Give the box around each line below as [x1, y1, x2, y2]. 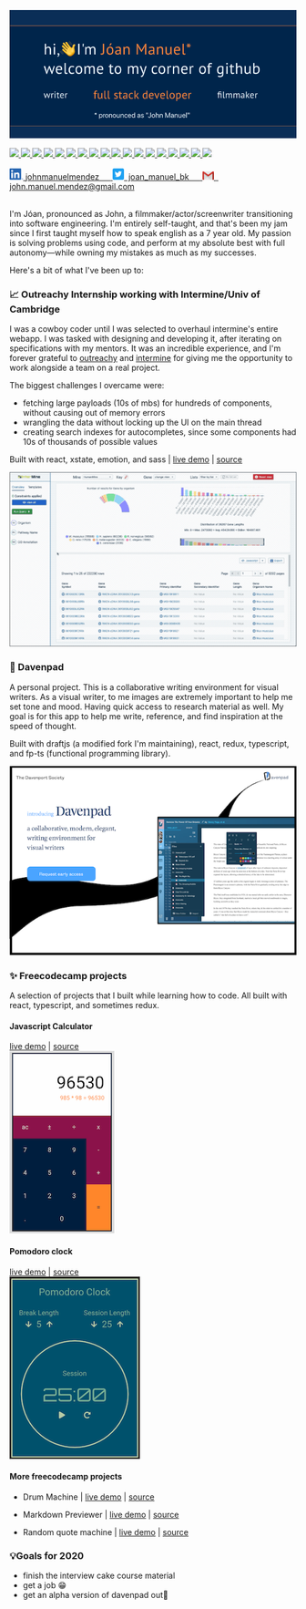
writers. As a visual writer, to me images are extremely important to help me [9, 691, 293, 702]
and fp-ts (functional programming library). [9, 748, 171, 758]
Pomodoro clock [9, 1245, 73, 1256]
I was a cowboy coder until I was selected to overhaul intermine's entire [9, 324, 279, 335]
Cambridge [9, 303, 61, 315]
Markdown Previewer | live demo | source [22, 1509, 179, 1520]
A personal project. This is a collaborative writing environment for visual [9, 681, 280, 693]
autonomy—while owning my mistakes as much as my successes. [9, 247, 257, 258]
